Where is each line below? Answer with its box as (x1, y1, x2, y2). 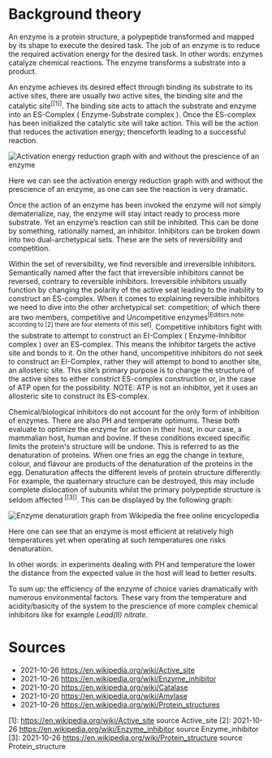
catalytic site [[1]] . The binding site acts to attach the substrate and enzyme (8, 99, 257, 111)
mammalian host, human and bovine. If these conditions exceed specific (8, 433, 250, 442)
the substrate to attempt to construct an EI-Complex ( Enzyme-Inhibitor (8, 330, 247, 340)
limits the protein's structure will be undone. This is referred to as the (8, 441, 240, 451)
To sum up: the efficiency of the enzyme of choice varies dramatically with (8, 583, 258, 594)
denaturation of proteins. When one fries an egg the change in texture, (8, 450, 245, 460)
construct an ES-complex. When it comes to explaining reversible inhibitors (8, 294, 260, 303)
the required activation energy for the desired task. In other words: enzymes (8, 49, 264, 59)
